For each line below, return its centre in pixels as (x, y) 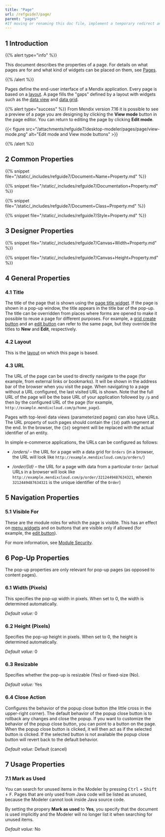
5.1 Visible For (22, 512)
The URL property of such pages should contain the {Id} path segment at (80, 422)
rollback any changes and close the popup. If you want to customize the (78, 718)
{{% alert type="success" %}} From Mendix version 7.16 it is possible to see (82, 109)
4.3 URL (15, 365)
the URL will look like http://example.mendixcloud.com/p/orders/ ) (79, 457)
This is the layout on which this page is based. (52, 353)
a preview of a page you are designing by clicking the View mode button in (81, 114)
